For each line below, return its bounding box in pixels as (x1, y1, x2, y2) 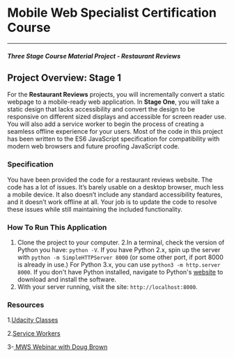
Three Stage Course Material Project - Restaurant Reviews (7, 52, 181, 60)
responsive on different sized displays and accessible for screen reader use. (7, 113, 226, 121)
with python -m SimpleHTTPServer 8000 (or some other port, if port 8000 (17, 253, 224, 261)
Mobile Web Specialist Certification (7, 5, 217, 21)
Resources (7, 299, 45, 309)
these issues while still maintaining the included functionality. (7, 205, 182, 213)
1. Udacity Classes (7, 316, 58, 325)
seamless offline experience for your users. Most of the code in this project (7, 127, 224, 136)
